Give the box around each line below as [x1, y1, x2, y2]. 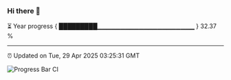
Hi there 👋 [7, 6, 41, 16]
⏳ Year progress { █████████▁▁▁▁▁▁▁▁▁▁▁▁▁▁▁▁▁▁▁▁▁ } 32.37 [7, 22, 217, 30]
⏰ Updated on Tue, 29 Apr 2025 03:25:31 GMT [7, 51, 140, 60]
